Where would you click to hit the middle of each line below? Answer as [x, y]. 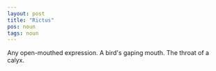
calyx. [16, 61]
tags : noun [23, 33]
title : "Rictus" [31, 20]
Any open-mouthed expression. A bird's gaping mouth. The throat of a [108, 53]
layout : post [26, 14]
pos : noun [22, 26]
